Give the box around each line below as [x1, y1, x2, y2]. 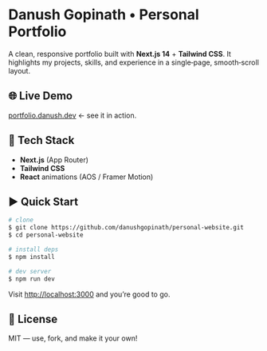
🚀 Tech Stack [8, 134, 75, 147]
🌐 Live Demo [8, 90, 73, 103]
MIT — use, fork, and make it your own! [8, 333, 138, 343]
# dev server [8, 267, 52, 275]
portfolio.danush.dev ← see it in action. [8, 110, 137, 120]
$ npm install [8, 253, 56, 261]
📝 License [8, 312, 58, 325]
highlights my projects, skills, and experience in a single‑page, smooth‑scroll [8, 58, 259, 67]
